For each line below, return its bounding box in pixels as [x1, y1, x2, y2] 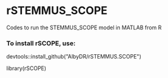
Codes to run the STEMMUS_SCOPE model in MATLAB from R [6, 24, 162, 31]
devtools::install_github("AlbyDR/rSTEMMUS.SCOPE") [6, 53, 142, 60]
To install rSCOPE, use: [6, 39, 76, 48]
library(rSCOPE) [6, 65, 47, 72]
